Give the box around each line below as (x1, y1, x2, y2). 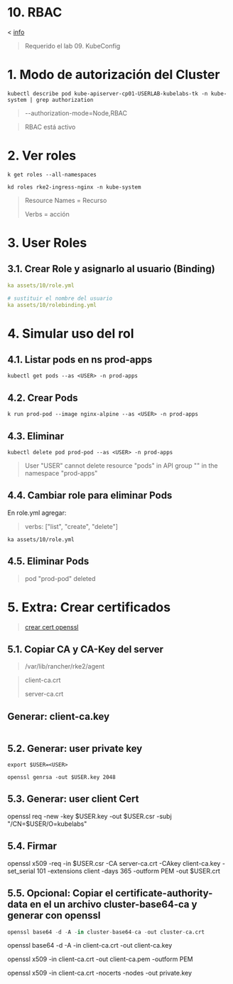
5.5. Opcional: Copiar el (7, 887, 114, 899)
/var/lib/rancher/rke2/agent (24, 662, 105, 671)
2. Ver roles (7, 147, 77, 164)
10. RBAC (7, 4, 63, 21)
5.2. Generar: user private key (7, 742, 143, 755)
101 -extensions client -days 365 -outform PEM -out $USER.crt (36, 867, 220, 875)
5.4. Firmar (7, 840, 58, 852)
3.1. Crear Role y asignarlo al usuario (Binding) (7, 263, 215, 275)
